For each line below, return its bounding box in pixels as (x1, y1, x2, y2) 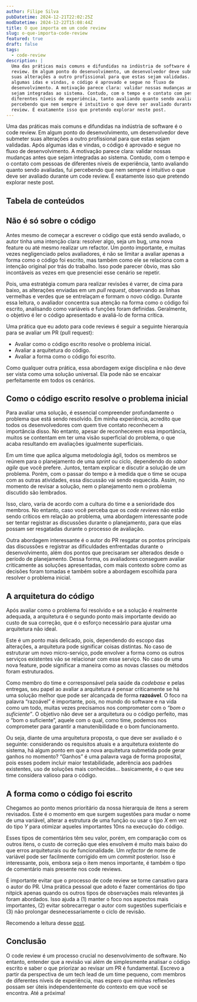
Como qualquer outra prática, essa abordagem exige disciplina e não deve (6, 364, 186, 371)
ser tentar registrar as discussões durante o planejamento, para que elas (6, 519, 182, 526)
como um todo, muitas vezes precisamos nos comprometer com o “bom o (6, 705, 186, 712)
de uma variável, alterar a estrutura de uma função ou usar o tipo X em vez (6, 817, 187, 824)
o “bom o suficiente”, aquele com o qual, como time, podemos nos (6, 717, 167, 724)
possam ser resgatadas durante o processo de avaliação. (6, 526, 145, 533)
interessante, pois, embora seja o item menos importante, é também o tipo (6, 859, 186, 866)
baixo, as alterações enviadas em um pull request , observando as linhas (6, 286, 181, 293)
